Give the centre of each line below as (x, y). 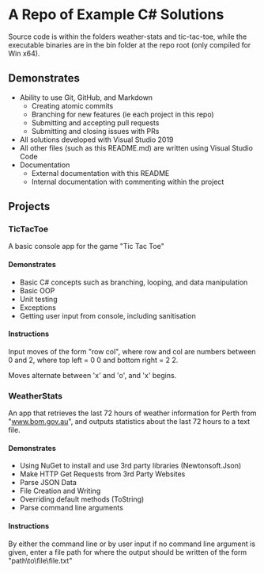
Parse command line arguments (72, 508)
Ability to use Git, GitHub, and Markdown (86, 97)
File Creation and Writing (60, 491)
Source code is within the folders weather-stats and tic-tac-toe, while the (128, 36)
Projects (29, 206)
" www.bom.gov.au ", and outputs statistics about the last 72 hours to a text (129, 422)
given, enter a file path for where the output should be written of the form (128, 552)
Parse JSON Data (48, 483)
